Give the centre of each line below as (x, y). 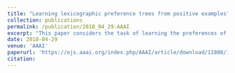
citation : (22, 59)
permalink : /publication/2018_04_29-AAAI (69, 26)
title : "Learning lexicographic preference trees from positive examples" (119, 14)
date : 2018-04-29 (33, 40)
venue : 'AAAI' (28, 46)
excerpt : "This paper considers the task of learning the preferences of (117, 33)
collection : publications (45, 20)
